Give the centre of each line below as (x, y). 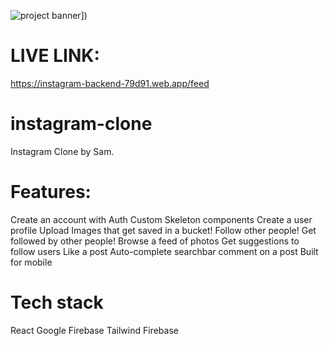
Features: (51, 192)
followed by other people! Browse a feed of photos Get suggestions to (155, 241)
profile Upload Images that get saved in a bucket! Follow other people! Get (163, 230)
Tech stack (57, 302)
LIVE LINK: (55, 56)
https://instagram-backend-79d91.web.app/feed (110, 83)
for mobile (31, 262)
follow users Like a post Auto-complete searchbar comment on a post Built (164, 251)
